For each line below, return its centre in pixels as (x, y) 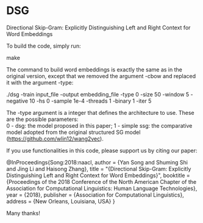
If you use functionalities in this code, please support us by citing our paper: (102, 150)
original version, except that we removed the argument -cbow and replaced (101, 76)
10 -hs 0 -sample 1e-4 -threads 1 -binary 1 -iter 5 (91, 101)
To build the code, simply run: (44, 46)
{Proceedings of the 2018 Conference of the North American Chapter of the (101, 181)
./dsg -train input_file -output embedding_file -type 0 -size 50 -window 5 (98, 94)
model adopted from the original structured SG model (73, 132)
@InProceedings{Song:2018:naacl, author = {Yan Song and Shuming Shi (97, 162)
